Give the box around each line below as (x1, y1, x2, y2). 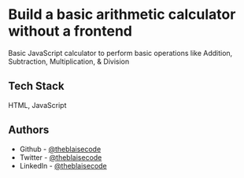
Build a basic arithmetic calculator (8, 6, 236, 24)
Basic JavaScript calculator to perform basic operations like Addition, (8, 48, 233, 57)
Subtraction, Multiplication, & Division (8, 57, 130, 66)
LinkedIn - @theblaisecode (19, 161, 108, 170)
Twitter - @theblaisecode (19, 152, 102, 162)
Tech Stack (8, 80, 65, 93)
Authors (8, 124, 50, 137)
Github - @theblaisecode (19, 144, 102, 154)
